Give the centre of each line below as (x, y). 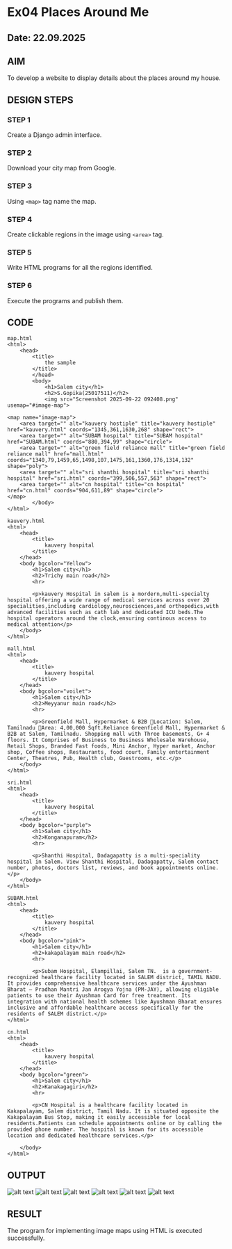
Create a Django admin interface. (55, 135)
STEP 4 (20, 219)
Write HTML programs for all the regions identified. (80, 268)
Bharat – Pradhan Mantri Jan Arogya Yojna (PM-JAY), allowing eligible (113, 990)
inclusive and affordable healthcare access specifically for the (105, 1008)
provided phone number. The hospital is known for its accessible (105, 1130)
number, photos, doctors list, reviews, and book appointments (101, 868)
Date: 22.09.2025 (47, 38)
